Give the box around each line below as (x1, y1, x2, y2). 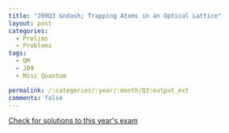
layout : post (8, 19, 52, 27)
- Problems (15, 42, 52, 50)
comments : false (8, 94, 63, 102)
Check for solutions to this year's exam (8, 116, 139, 126)
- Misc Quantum (15, 72, 67, 80)
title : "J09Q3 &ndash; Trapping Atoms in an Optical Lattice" (8, 11, 222, 20)
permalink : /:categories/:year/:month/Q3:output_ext (8, 86, 189, 94)
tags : (8, 49, 27, 57)
